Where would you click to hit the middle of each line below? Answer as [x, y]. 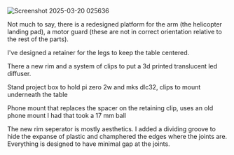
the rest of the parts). [38, 39]
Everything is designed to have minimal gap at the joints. [89, 144]
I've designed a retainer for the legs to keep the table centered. [98, 53]
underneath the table [37, 95]
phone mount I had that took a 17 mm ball [67, 116]
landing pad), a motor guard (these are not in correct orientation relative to [115, 32]
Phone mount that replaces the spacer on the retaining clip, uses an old [110, 108]
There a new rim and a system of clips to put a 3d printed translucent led [112, 66]
